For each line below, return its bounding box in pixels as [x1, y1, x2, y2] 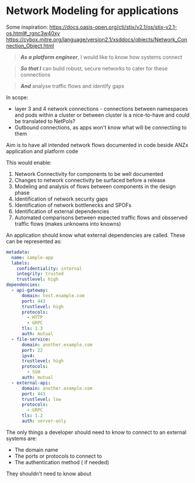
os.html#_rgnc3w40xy [6, 29, 60, 36]
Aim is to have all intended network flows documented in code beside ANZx [6, 141, 189, 148]
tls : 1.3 [21, 325, 43, 332]
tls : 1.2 [21, 413, 43, 419]
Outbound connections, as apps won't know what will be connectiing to [14, 124, 187, 131]
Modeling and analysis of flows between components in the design [14, 183, 176, 190]
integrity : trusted [16, 271, 64, 277]
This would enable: [6, 159, 52, 166]
